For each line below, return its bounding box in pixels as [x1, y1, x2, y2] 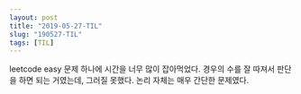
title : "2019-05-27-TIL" [9, 21, 103, 30]
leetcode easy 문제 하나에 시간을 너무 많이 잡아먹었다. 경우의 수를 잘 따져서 [9, 64, 275, 74]
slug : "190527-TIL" [9, 30, 83, 38]
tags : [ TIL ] [9, 38, 54, 47]
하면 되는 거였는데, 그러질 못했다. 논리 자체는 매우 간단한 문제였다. [18, 75, 250, 86]
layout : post [9, 13, 59, 22]
